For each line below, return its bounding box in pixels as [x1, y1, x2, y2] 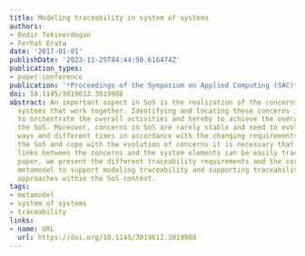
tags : [9, 182, 30, 192]
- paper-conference [9, 73, 84, 82]
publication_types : [9, 64, 84, 74]
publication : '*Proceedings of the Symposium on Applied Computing [9, 81, 271, 90]
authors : [9, 22, 43, 31]
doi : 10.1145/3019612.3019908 [9, 89, 124, 98]
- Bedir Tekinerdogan [9, 30, 92, 39]
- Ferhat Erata [9, 38, 67, 48]
